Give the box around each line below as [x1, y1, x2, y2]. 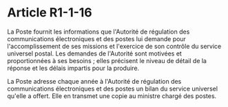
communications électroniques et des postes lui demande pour [7, 34, 186, 43]
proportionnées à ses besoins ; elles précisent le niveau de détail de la [7, 56, 207, 64]
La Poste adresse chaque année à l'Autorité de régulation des [7, 77, 182, 85]
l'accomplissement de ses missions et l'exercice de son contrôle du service [7, 42, 222, 50]
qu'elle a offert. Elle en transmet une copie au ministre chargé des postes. [7, 91, 217, 100]
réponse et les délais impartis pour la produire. [7, 64, 140, 72]
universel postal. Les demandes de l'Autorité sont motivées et [7, 49, 183, 58]
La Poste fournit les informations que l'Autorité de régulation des [7, 27, 190, 36]
